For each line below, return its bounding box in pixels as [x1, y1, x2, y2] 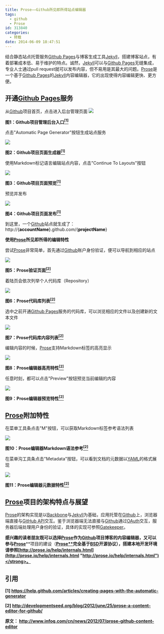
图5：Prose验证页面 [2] [5, 267, 51, 273]
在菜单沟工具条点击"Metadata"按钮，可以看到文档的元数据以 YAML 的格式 [5, 455, 153, 461]
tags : [5, 12, 16, 17]
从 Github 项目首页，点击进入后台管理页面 [5, 108, 88, 114]
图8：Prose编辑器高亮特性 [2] [5, 364, 64, 371]
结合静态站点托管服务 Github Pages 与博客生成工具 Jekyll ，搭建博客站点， [5, 53, 152, 59]
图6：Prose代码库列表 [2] [5, 297, 56, 304]
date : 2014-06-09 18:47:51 [5, 40, 61, 45]
